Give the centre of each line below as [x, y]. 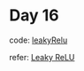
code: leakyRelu [38, 40]
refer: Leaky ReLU [42, 57]
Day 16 [34, 16]
